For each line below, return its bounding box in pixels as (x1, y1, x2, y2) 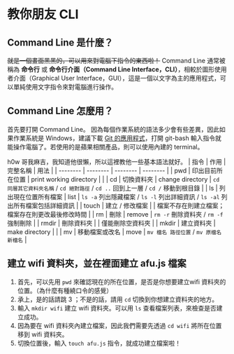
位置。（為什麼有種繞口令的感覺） (17, 286, 113, 294)
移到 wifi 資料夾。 (17, 330, 68, 339)
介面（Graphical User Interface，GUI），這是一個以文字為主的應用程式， (13, 74, 221, 82)
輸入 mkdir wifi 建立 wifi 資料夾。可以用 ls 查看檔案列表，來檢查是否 (17, 304, 217, 312)
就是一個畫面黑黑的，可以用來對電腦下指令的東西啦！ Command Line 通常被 (7, 57, 226, 64)
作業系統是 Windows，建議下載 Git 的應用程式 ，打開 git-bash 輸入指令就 (13, 134, 222, 142)
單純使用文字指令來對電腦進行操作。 (13, 83, 117, 91)
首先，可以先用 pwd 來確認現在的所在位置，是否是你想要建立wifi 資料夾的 (17, 278, 226, 286)
